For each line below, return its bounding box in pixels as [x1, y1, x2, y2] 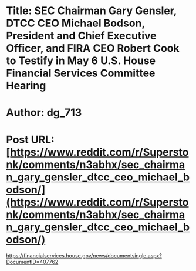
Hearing [6, 79, 46, 92]
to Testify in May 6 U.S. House [6, 54, 156, 68]
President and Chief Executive [6, 29, 157, 42]
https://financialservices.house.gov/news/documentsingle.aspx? [6, 252, 163, 259]
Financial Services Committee [6, 66, 156, 80]
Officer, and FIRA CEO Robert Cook [6, 42, 180, 55]
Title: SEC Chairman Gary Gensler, [6, 4, 177, 18]
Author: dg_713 [6, 106, 82, 119]
